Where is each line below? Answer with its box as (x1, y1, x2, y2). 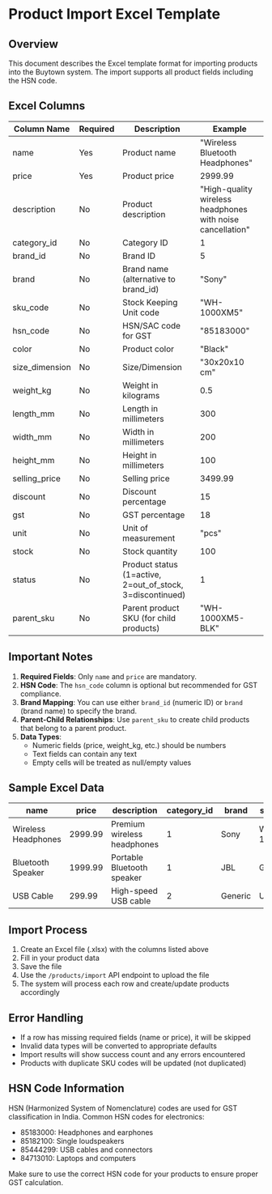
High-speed (110, 886, 158, 897)
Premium (110, 818, 146, 830)
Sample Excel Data (8, 781, 104, 795)
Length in (122, 402, 159, 414)
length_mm (12, 408, 55, 419)
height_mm (12, 454, 55, 465)
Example (212, 123, 247, 134)
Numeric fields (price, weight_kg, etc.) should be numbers (32, 740, 227, 750)
